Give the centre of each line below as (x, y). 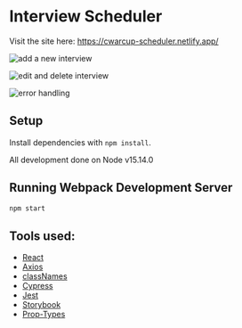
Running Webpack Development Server (121, 188)
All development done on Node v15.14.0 (81, 160)
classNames (45, 276)
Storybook (41, 305)
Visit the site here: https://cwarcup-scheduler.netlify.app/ (114, 41)
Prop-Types (44, 315)
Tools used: (42, 236)
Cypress (37, 286)
